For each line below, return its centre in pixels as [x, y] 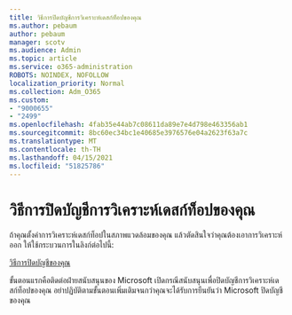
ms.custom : [29, 100]
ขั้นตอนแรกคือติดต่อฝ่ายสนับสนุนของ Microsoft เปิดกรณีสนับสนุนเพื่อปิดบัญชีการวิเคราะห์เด [144, 280]
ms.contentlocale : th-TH [55, 149]
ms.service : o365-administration [71, 67]
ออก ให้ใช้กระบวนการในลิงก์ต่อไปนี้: [62, 245]
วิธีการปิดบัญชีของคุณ [40, 263]
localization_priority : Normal [67, 83]
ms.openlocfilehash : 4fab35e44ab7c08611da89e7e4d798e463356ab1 [129, 125]
